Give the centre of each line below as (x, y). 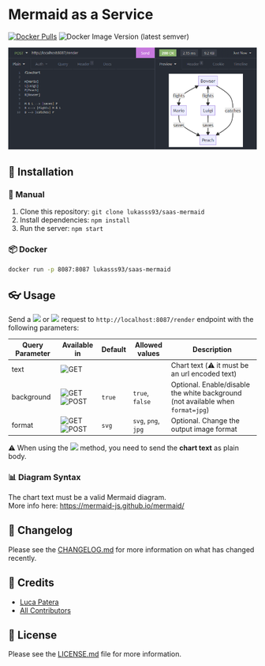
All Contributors (45, 610)
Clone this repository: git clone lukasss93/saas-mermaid (112, 211)
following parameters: (44, 327)
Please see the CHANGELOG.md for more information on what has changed (131, 549)
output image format (204, 429)
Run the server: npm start (62, 228)
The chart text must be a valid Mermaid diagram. (88, 498)
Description (213, 349)
